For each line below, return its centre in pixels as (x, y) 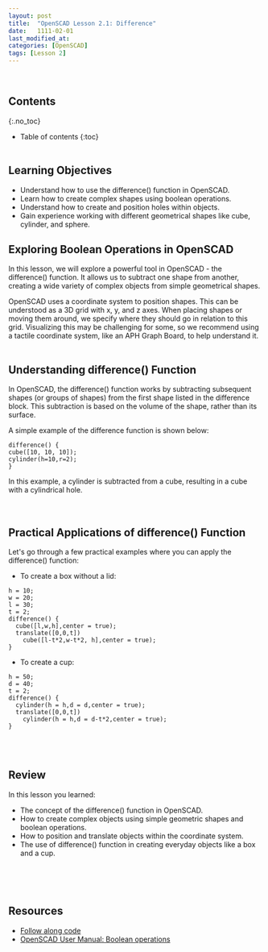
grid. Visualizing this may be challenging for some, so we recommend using (134, 327)
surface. (22, 415)
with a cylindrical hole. (45, 490)
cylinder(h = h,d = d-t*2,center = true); (95, 719)
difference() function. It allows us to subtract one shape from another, (124, 277)
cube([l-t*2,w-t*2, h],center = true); (90, 640)
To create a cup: (47, 663)
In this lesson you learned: (52, 794)
